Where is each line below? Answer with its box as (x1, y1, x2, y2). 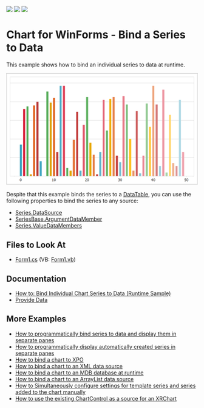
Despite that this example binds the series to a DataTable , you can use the (6, 191, 191, 198)
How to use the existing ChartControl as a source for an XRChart (15, 395, 177, 402)
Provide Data (15, 296, 48, 304)
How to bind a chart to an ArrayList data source (15, 375, 134, 382)
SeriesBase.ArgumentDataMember (15, 215, 103, 223)
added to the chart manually (15, 388, 86, 396)
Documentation (6, 273, 67, 284)
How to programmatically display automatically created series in (15, 343, 176, 350)
